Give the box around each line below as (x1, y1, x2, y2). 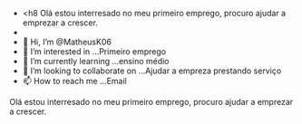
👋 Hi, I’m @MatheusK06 (22, 36, 112, 47)
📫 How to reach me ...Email (22, 76, 127, 86)
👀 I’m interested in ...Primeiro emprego (22, 46, 167, 57)
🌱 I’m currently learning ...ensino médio (22, 56, 170, 66)
